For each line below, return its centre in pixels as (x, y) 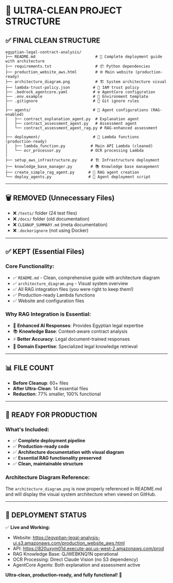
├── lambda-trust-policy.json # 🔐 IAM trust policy (72, 87)
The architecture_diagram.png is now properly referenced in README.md (84, 488)
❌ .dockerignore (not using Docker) (50, 230)
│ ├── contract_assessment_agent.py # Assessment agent (71, 123)
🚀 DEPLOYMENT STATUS (46, 515)
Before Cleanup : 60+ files (40, 383)
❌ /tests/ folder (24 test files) (45, 213)
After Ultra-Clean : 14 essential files (50, 388)
